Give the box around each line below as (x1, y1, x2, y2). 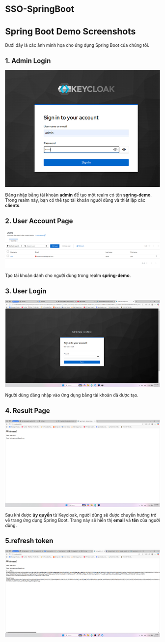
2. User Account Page (5, 216, 73, 225)
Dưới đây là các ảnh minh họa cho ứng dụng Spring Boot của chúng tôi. (5, 42, 150, 48)
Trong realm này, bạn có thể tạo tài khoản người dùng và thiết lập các (5, 197, 146, 203)
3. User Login (5, 287, 47, 295)
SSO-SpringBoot (5, 3, 75, 15)
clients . (5, 203, 21, 209)
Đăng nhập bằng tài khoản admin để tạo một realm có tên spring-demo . (5, 192, 152, 198)
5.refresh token (5, 536, 54, 545)
